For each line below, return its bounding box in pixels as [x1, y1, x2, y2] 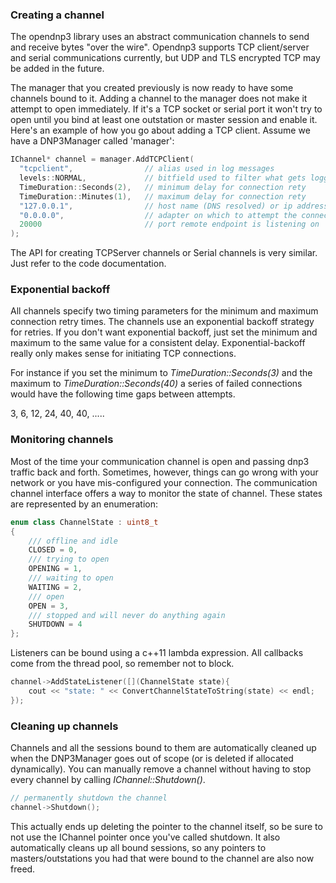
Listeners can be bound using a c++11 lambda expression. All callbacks [10, 647, 304, 659]
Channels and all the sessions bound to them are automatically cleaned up [10, 742, 317, 754]
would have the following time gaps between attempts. [10, 388, 236, 400]
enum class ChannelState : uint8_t [10, 517, 159, 527]
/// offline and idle [28, 536, 118, 546]
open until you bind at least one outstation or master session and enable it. [10, 114, 318, 126]
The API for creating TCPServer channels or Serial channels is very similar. [10, 247, 318, 259]
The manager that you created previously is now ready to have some [10, 82, 294, 94]
